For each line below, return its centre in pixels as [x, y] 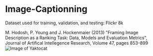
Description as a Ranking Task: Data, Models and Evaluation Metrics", [76, 38]
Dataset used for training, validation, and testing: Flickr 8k [64, 23]
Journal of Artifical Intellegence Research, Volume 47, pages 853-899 [76, 43]
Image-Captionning [46, 9]
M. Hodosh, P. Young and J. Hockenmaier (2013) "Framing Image [72, 32]
